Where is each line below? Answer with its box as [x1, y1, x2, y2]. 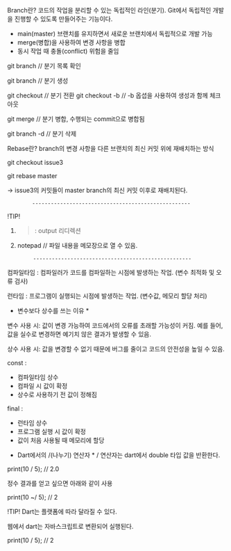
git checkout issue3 [7, 159, 64, 166]
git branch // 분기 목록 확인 [7, 62, 81, 70]
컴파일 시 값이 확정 [17, 382, 68, 390]
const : [7, 359, 27, 367]
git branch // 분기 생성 [7, 77, 69, 85]
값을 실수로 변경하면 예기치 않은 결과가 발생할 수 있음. [7, 330, 151, 338]
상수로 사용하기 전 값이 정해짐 [17, 390, 97, 399]
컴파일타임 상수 [17, 373, 59, 381]
